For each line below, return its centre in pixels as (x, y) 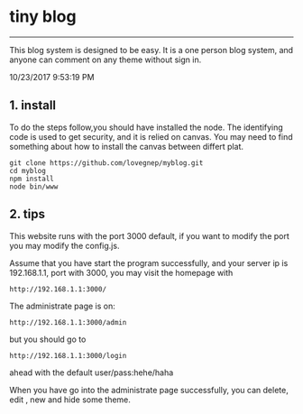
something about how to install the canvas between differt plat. (126, 146)
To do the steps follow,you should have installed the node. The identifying (147, 127)
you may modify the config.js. (64, 245)
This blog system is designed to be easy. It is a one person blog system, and (151, 50)
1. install (33, 106)
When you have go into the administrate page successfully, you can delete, (149, 390)
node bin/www (34, 187)
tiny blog (43, 17)
